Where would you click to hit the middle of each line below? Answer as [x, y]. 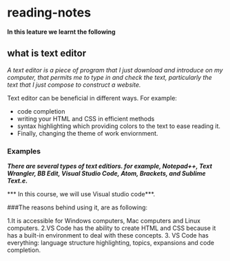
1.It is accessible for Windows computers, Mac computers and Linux [104, 221]
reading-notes [49, 13]
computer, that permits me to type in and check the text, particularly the [109, 77]
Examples [24, 151]
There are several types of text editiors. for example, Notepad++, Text [109, 166]
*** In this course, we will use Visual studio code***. [81, 194]
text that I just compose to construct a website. [74, 85]
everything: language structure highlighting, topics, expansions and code [111, 243]
